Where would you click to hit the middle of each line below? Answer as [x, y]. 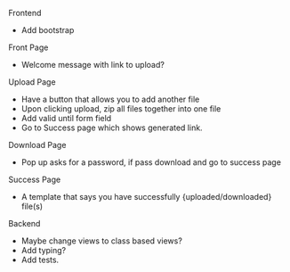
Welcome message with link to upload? [93, 65]
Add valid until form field [66, 118]
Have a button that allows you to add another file [110, 99]
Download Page [37, 145]
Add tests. [40, 260]
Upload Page [32, 82]
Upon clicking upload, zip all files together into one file [121, 109]
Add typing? [44, 250]
